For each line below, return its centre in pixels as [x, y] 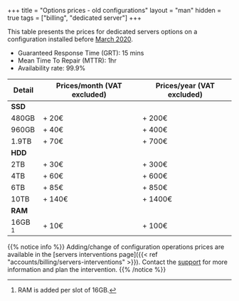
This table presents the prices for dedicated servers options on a [102, 32]
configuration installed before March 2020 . [70, 39]
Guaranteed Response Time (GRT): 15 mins [81, 53]
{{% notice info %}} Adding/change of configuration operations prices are [116, 247]
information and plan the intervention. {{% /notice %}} [87, 269]
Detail [23, 90]
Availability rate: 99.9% [52, 68]
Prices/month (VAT [89, 86]
